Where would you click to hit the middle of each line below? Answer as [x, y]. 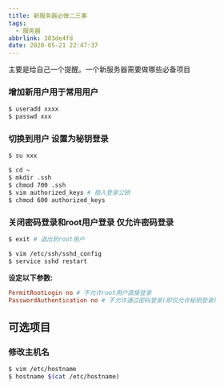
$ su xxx [23, 156]
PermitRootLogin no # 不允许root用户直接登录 [80, 293]
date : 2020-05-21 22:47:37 [53, 46]
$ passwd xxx [30, 117]
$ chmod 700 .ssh [37, 185]
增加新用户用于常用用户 [53, 92]
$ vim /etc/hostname [43, 370]
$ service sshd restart [48, 261]
